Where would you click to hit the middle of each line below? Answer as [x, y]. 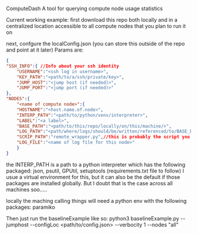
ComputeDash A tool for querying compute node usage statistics [84, 9]
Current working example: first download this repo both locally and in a [92, 20]
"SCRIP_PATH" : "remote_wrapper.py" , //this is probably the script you [103, 137]
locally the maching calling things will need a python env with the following [96, 201]
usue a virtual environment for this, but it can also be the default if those [93, 177]
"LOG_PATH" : [31, 131]
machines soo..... [27, 189]
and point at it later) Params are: [45, 50]
